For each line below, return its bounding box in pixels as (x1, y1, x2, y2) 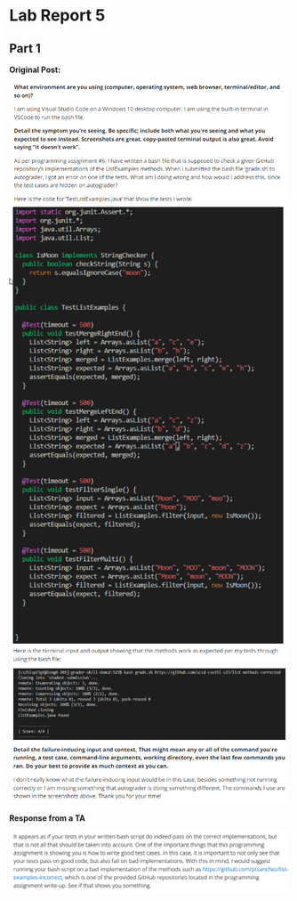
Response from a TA (9, 812, 86, 824)
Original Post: (9, 64, 61, 75)
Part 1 (9, 41, 42, 56)
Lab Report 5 (9, 5, 106, 26)
